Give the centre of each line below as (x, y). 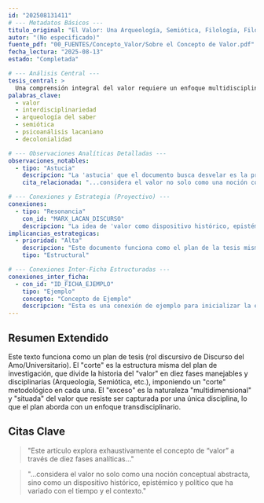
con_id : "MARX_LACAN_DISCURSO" (73, 218)
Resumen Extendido (58, 338)
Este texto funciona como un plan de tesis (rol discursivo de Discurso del (126, 356)
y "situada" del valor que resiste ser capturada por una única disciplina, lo (128, 398)
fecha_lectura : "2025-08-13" (56, 52)
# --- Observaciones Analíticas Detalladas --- (88, 153)
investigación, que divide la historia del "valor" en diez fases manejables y (128, 373)
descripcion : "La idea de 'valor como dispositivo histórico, (126, 226)
